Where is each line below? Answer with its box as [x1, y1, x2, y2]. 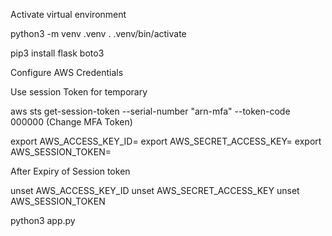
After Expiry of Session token [10, 165, 131, 177]
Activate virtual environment [10, 9, 127, 20]
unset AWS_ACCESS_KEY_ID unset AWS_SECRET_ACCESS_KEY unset [10, 185, 300, 196]
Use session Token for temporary [10, 86, 148, 98]
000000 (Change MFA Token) [10, 116, 133, 128]
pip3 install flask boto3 [10, 47, 105, 59]
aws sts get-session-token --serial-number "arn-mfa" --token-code [10, 105, 291, 117]
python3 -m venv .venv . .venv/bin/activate [10, 28, 187, 39]
